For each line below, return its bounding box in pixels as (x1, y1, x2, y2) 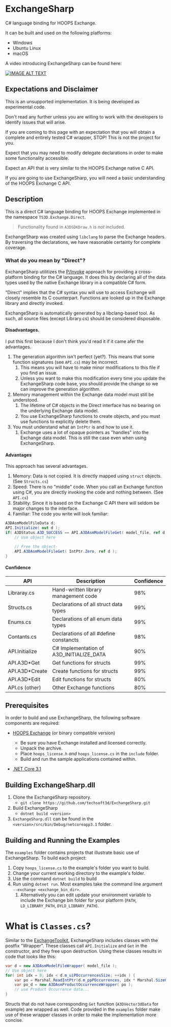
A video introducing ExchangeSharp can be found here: (5, 60, 122, 66)
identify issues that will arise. (5, 119, 66, 125)
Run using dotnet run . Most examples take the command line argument (12, 881, 163, 887)
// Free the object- (14, 544, 58, 549)
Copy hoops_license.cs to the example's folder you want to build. (12, 865, 150, 871)
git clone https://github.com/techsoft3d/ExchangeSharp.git (20, 801, 151, 806)
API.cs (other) (8, 684, 41, 691)
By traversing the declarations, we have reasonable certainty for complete (5, 239, 161, 245)
